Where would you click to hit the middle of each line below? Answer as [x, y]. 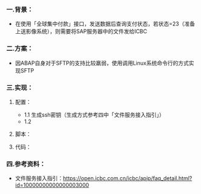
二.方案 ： [20, 48]
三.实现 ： [20, 88]
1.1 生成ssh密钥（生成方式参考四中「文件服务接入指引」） [94, 115]
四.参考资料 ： [26, 164]
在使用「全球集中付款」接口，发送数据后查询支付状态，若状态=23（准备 [105, 24]
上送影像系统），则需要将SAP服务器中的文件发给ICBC [81, 31]
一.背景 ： [20, 9]
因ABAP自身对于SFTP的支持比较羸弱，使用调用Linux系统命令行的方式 [102, 63]
